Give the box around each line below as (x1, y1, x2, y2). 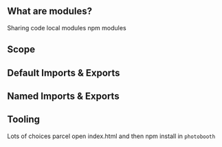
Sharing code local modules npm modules (7, 23, 126, 32)
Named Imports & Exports (7, 90, 120, 102)
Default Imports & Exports (7, 67, 120, 78)
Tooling (7, 113, 40, 126)
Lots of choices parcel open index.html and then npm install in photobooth (7, 132, 216, 140)
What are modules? (7, 5, 93, 17)
